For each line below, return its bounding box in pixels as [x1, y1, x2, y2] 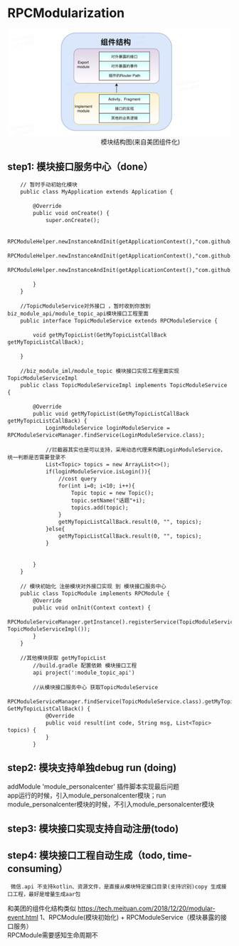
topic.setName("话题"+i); [70, 497, 146, 504]
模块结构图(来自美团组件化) [100, 137, 181, 147]
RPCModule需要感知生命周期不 [7, 930, 98, 939]
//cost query [58, 475, 97, 482]
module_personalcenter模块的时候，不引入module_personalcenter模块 [7, 799, 215, 809]
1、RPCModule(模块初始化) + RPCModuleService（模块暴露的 [39, 913, 221, 921]
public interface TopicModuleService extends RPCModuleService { [20, 317, 218, 325]
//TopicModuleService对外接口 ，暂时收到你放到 [20, 303, 151, 310]
